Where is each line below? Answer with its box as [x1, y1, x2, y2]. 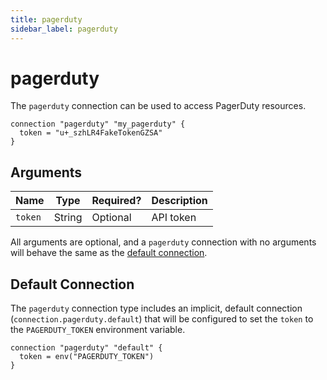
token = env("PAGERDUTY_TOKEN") [19, 352, 155, 362]
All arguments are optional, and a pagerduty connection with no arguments [10, 236, 317, 248]
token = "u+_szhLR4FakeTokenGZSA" [19, 128, 163, 138]
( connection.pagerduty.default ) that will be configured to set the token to [10, 313, 314, 325]
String [53, 211, 83, 225]
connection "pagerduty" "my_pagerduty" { [10, 119, 186, 130]
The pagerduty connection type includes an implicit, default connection [10, 302, 303, 315]
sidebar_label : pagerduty [10, 24, 118, 34]
